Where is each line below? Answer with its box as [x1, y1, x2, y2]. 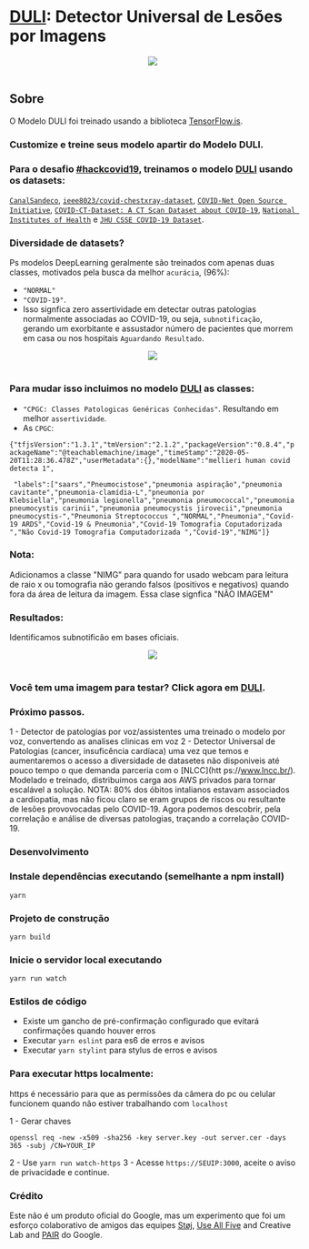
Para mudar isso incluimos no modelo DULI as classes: [9, 382, 254, 395]
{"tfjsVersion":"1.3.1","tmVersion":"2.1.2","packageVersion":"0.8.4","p [9, 439, 295, 449]
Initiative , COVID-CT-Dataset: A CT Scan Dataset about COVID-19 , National [9, 204, 295, 215]
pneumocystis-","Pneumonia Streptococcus [9, 511, 169, 520]
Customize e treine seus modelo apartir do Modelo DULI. [9, 138, 264, 151]
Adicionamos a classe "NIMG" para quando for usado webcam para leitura [9, 569, 289, 579]
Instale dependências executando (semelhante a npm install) [9, 871, 284, 883]
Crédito [9, 1189, 44, 1202]
